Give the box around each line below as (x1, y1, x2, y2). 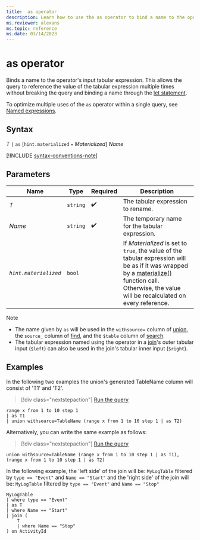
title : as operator (6, 8, 58, 15)
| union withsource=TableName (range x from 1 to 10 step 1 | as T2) (6, 418, 183, 424)
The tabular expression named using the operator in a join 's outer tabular (14, 338, 195, 346)
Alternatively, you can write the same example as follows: (6, 428, 147, 435)
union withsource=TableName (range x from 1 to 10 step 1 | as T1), (6, 451, 180, 457)
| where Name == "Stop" (17, 523, 76, 529)
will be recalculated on (123, 291, 186, 300)
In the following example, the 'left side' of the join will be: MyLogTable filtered (6, 467, 192, 474)
